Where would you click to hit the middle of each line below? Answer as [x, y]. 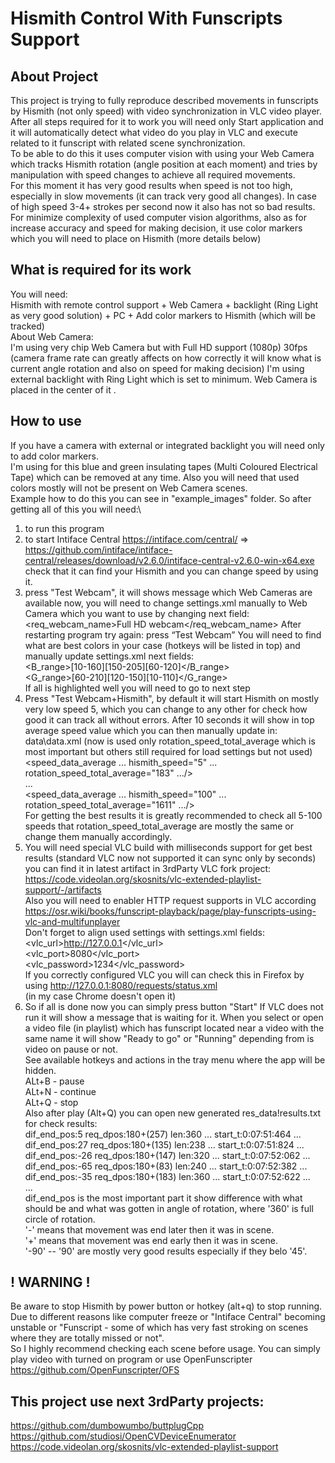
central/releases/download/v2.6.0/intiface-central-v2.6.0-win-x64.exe [169, 560]
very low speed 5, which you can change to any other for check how [166, 709]
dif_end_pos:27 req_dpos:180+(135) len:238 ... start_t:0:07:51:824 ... [164, 1144]
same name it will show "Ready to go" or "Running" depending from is [169, 1038]
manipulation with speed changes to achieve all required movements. [153, 175]
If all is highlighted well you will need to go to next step [137, 688]
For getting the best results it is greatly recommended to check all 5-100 [173, 815]
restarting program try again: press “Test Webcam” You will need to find [173, 634]
